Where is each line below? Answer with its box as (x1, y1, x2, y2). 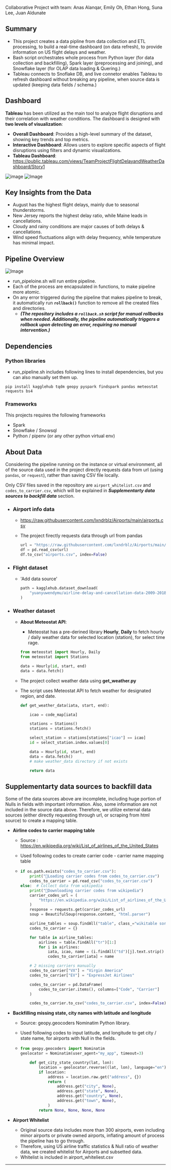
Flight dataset (12, 564, 48, 571)
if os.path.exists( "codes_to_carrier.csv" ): (20, 869, 117, 874)
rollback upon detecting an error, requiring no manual (20, 322, 137, 328)
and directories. (12, 305, 46, 312)
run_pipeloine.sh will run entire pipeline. (12, 278, 97, 284)
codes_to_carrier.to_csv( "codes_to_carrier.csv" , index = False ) (30, 1001, 166, 1006)
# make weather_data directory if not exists (30, 759, 128, 764)
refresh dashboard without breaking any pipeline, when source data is (12, 76, 160, 82)
